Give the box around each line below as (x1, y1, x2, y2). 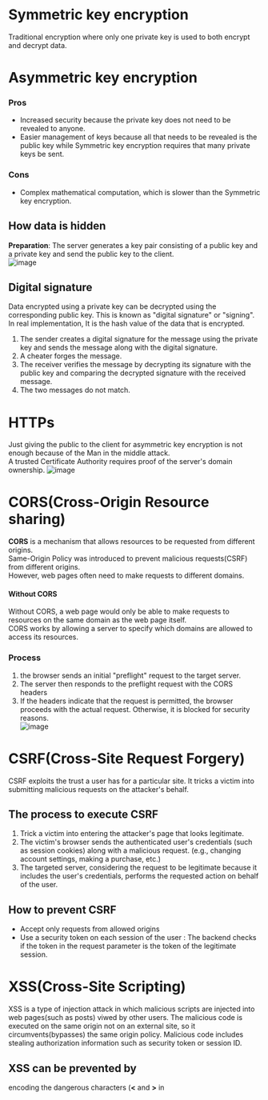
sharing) (8, 510, 66, 529)
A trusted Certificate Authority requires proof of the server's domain (8, 457, 234, 466)
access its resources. (8, 632, 78, 642)
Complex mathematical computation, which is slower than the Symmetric (19, 187, 261, 197)
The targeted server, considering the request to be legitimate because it (19, 862, 258, 873)
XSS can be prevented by (8, 1062, 138, 1075)
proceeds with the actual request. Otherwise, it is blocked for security (19, 704, 250, 714)
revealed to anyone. (19, 124, 86, 134)
